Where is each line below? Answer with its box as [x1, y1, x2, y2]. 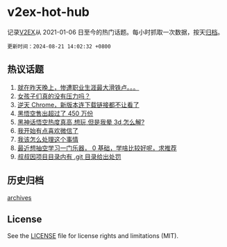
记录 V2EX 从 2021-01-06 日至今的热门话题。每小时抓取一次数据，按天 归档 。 [7, 28, 224, 36]
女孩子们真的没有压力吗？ [17, 91, 91, 100]
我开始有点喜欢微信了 [17, 126, 78, 135]
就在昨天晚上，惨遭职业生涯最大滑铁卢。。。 [17, 83, 140, 91]
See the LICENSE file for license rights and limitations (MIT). [7, 232, 179, 240]
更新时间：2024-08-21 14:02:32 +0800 [7, 43, 111, 50]
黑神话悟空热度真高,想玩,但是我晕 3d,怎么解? [17, 118, 145, 126]
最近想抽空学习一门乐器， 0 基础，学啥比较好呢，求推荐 [17, 143, 177, 152]
